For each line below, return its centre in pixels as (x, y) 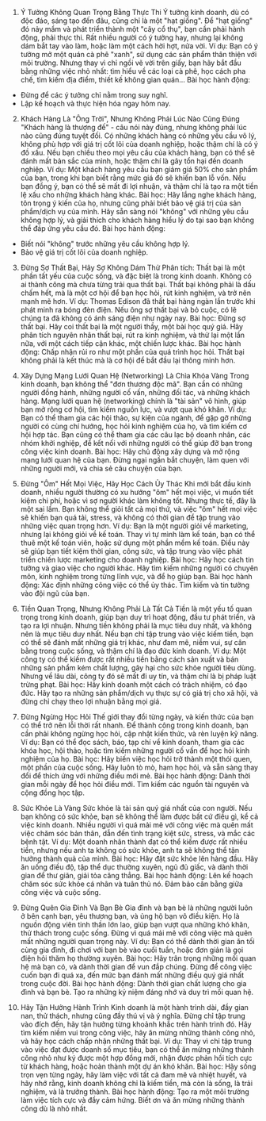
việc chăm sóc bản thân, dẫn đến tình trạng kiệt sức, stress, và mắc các (138, 833)
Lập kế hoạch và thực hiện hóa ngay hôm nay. (95, 104)
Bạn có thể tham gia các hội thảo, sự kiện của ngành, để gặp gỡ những (136, 418)
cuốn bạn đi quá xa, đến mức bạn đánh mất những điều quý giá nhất (132, 975)
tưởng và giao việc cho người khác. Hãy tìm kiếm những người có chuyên (139, 568)
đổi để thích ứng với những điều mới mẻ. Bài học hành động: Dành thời (135, 776)
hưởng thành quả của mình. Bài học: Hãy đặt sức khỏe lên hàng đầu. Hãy (139, 858)
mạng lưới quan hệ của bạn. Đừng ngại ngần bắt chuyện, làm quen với (135, 460)
